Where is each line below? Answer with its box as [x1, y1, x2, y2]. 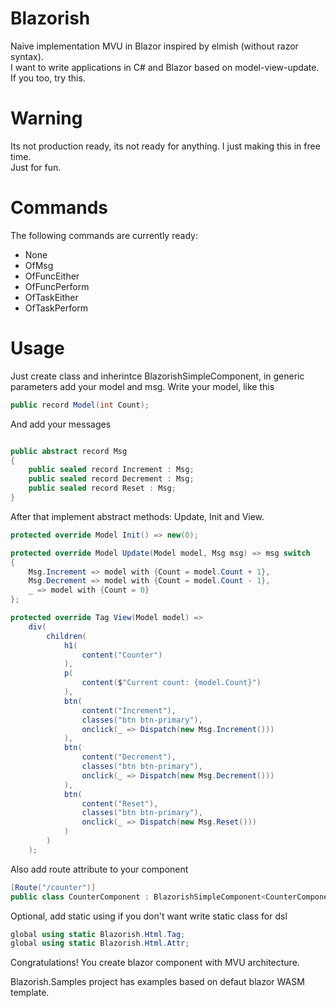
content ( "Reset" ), [81, 798, 159, 809]
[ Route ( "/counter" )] [10, 882, 97, 892]
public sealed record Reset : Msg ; [28, 483, 177, 494]
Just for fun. [10, 161, 62, 173]
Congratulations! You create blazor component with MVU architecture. [10, 957, 300, 969]
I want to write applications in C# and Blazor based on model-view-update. [10, 61, 320, 73]
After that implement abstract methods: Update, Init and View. [10, 510, 265, 522]
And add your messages [10, 418, 112, 430]
